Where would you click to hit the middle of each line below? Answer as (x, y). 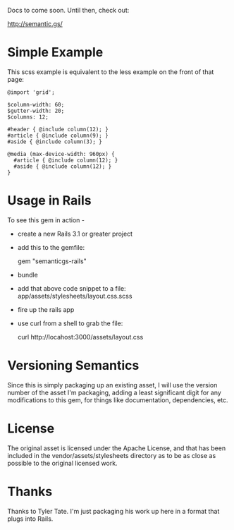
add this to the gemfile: (51, 247)
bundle (28, 275)
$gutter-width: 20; (36, 111)
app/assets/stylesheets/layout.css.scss (75, 296)
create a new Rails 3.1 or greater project (75, 234)
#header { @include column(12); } (58, 129)
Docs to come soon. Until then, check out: (68, 10)
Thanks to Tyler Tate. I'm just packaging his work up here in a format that (113, 511)
